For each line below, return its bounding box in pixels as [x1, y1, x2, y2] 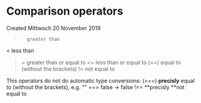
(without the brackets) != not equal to [21, 65, 115, 73]
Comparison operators [6, 4, 124, 18]
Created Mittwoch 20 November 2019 [6, 24, 101, 32]
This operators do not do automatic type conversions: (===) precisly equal [6, 77, 195, 84]
